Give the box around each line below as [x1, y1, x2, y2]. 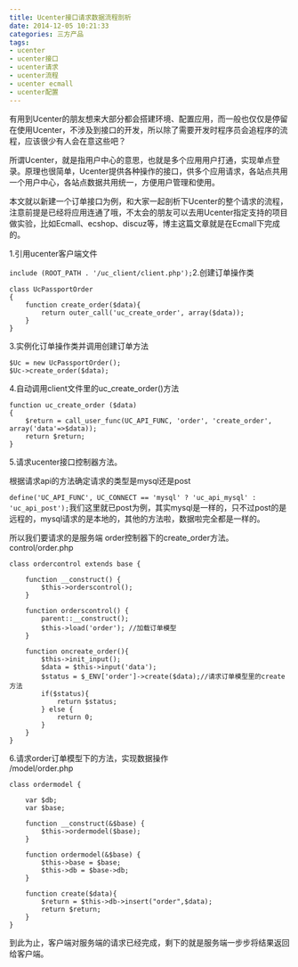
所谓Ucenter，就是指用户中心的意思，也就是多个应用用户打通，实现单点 [9, 154, 273, 165]
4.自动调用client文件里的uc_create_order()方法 [9, 382, 180, 393]
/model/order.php [9, 763, 74, 774]
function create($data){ [25, 889, 117, 898]
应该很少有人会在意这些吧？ [24, 135, 126, 146]
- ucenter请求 [9, 63, 60, 72]
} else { [41, 705, 74, 714]
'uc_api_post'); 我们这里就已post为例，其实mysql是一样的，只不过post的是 [9, 502, 287, 512]
